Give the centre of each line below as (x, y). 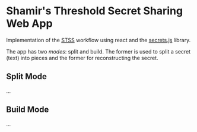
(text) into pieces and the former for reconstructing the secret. (82, 58)
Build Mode (28, 110)
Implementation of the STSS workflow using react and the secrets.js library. (99, 40)
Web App (29, 23)
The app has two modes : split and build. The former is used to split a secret (99, 51)
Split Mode (27, 76)
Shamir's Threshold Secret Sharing (94, 11)
